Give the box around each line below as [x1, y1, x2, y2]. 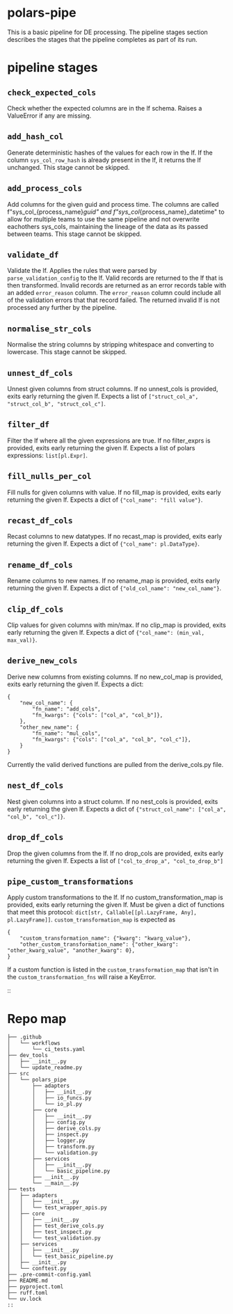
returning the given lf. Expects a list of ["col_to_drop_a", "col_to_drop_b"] [7, 856, 224, 864]
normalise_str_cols [7, 324, 92, 333]
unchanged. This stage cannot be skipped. [7, 163, 130, 171]
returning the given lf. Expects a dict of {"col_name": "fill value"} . [7, 496, 203, 504]
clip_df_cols [7, 604, 64, 614]
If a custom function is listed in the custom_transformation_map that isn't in [7, 965, 219, 974]
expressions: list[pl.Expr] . [7, 451, 88, 459]
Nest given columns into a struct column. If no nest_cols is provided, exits [7, 797, 218, 805]
